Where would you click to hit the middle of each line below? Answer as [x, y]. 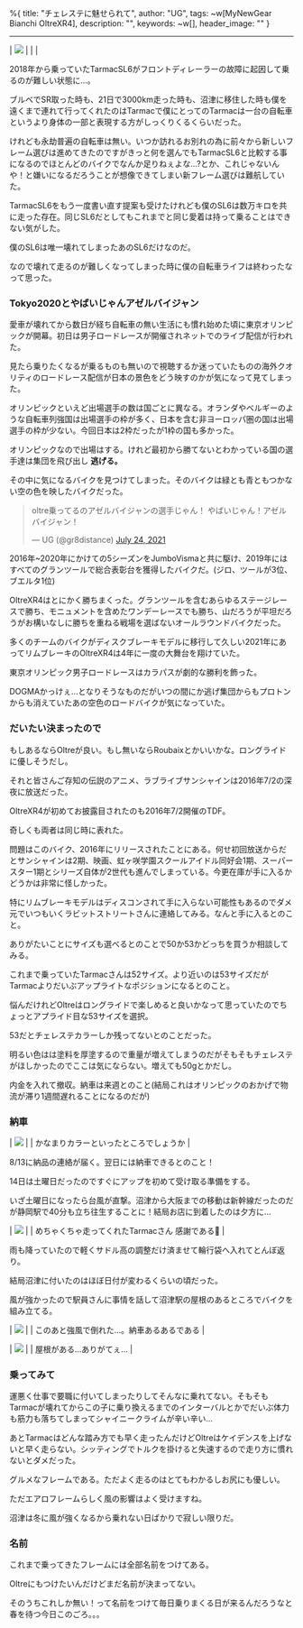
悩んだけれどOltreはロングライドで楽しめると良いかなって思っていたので [144, 1005]
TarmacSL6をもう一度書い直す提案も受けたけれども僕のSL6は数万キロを [144, 205]
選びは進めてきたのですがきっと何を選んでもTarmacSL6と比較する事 [160, 152]
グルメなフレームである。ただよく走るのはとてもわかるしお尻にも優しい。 [147, 1480]
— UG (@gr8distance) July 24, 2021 [98, 540]
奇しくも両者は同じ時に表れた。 [69, 830]
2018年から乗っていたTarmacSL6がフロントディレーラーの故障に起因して [146, 69]
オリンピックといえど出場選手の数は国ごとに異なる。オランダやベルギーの [147, 408]
